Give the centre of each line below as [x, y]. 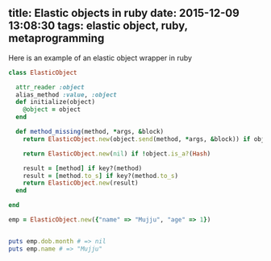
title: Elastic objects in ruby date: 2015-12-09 [124, 13]
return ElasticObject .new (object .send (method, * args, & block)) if [137, 139]
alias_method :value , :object [66, 95]
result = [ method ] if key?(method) [83, 168]
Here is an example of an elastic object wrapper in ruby [100, 58]
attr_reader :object [50, 87]
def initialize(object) [55, 102]
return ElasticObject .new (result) [81, 183]
